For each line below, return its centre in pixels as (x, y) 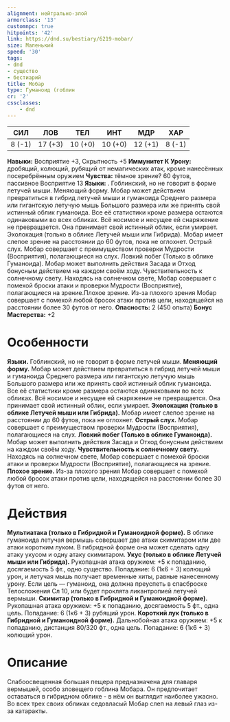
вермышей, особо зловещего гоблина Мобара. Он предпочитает (102, 689)
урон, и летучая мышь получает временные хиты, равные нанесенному (113, 576)
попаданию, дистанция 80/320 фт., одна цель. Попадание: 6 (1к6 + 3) (109, 627)
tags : (15, 58)
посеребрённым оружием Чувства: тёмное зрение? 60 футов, (99, 175)
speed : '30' (24, 52)
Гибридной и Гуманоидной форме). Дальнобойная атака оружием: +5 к (115, 620)
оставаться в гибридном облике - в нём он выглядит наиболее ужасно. (113, 696)
